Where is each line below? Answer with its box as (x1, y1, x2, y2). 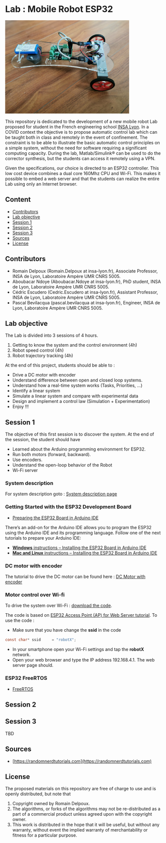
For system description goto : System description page (5, 491, 117, 497)
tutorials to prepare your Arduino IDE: (5, 535, 81, 541)
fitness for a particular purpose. (12, 832, 77, 839)
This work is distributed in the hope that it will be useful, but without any (12, 822, 160, 828)
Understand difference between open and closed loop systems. (12, 377, 143, 383)
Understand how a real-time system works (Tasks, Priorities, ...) (12, 382, 143, 388)
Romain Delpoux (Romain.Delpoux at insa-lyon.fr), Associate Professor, (12, 268, 158, 274)
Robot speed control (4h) (12, 347, 64, 354)
